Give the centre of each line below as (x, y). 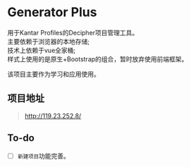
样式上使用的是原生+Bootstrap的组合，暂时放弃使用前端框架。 (98, 59)
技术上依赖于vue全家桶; (42, 50)
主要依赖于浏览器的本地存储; (49, 41)
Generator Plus (52, 12)
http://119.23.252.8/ (53, 116)
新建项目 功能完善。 (44, 156)
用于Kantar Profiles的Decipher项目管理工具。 (73, 32)
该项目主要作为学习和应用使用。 (54, 74)
